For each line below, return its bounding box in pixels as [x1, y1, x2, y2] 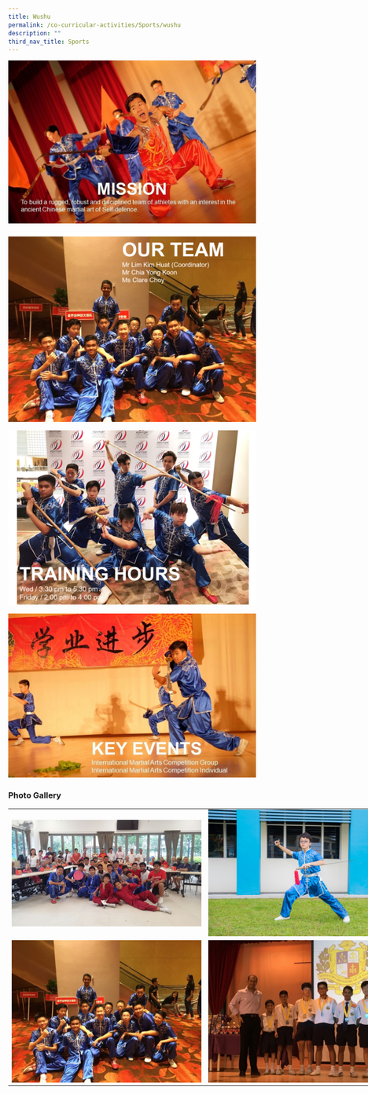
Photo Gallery [8, 790, 61, 801]
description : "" [8, 29, 61, 37]
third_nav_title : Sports [8, 38, 90, 46]
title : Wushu [8, 13, 51, 20]
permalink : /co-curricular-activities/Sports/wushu [8, 20, 181, 29]
